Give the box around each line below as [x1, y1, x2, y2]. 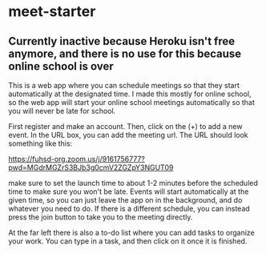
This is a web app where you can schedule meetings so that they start [8, 81, 240, 90]
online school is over [8, 59, 114, 73]
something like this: [8, 139, 73, 148]
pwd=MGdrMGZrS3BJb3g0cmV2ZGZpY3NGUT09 [8, 163, 174, 172]
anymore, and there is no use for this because [8, 46, 242, 60]
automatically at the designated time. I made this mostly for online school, [8, 89, 252, 99]
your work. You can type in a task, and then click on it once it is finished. [8, 236, 248, 246]
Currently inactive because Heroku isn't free [8, 34, 236, 48]
